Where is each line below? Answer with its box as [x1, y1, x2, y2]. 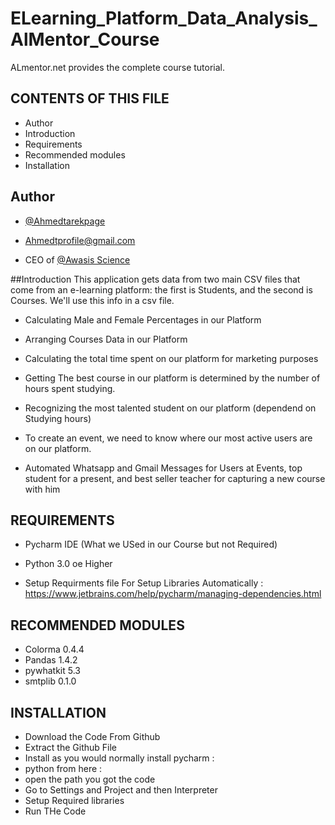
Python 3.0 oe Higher [24, 558, 113, 570]
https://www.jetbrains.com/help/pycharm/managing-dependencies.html [24, 588, 322, 600]
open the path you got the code [24, 773, 156, 785]
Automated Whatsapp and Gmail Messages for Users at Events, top [24, 462, 303, 474]
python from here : [24, 763, 103, 774]
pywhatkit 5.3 [24, 665, 81, 677]
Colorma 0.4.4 [24, 643, 85, 656]
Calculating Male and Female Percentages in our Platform [24, 313, 262, 326]
